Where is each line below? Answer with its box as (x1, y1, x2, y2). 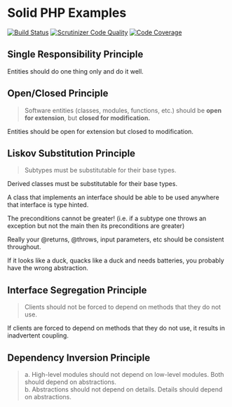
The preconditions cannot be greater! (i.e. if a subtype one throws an (7, 214, 207, 222)
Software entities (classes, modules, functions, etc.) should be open (24, 106, 222, 114)
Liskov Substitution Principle (7, 147, 135, 159)
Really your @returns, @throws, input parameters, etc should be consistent (7, 235, 224, 243)
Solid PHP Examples (7, 5, 127, 21)
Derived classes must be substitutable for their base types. (7, 180, 177, 188)
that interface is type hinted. (7, 201, 89, 209)
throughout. (7, 243, 41, 251)
